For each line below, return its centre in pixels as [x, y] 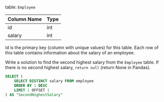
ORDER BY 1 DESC [31, 85]
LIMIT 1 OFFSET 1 [32, 90]
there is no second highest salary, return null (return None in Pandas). [78, 67]
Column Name [25, 19]
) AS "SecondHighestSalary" [34, 95]
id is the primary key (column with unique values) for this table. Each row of [82, 48]
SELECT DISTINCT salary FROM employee [54, 81]
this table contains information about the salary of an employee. [70, 53]
